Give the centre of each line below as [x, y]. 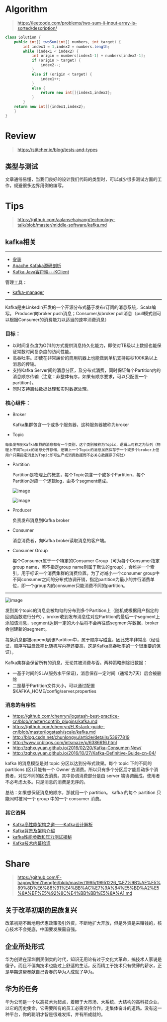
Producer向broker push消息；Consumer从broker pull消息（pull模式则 [86, 314]
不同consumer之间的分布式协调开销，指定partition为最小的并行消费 [81, 579]
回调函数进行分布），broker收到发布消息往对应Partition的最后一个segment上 [83, 616]
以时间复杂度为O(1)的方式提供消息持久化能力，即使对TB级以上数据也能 [85, 345]
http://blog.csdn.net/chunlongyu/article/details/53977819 [71, 737]
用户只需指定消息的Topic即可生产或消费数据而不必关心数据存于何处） [66, 455]
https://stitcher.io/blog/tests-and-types [57, 150]
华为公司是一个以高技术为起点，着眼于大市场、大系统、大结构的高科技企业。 [83, 1002]
